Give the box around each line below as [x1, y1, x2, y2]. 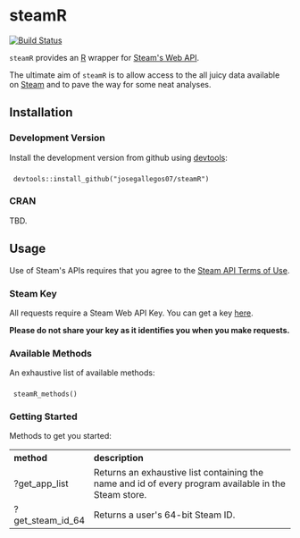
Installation [9, 105, 73, 121]
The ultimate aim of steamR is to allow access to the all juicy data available [9, 69, 280, 80]
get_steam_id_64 [13, 515, 86, 527]
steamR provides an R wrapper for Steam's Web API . [9, 52, 199, 63]
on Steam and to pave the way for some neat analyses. [9, 79, 212, 89]
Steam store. [93, 489, 147, 501]
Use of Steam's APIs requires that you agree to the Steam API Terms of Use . [9, 265, 290, 275]
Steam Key [9, 287, 58, 299]
